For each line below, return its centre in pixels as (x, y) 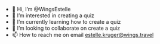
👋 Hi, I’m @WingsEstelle (41, 9)
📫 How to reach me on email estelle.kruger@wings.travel (83, 35)
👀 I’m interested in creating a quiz (53, 15)
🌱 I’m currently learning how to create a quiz (66, 22)
